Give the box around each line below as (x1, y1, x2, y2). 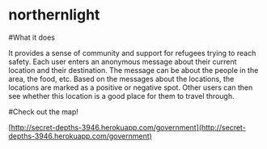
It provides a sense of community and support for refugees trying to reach (8, 48, 256, 57)
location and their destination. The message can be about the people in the (8, 65, 259, 74)
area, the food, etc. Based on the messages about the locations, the (8, 74, 235, 83)
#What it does (8, 32, 55, 42)
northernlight (8, 6, 100, 24)
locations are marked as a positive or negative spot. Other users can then (8, 83, 253, 92)
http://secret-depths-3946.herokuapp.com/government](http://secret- (11, 122, 247, 132)
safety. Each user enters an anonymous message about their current (8, 57, 237, 66)
